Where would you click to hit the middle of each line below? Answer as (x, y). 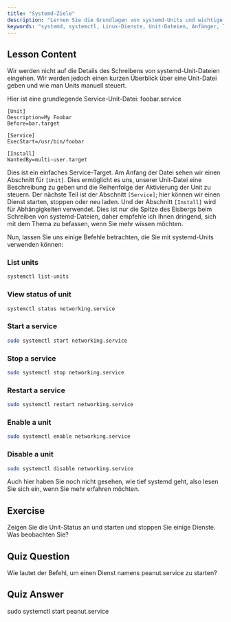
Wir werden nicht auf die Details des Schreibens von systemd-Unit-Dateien (113, 71)
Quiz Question (38, 556)
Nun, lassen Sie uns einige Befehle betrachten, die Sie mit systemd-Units (111, 237)
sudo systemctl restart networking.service (70, 405)
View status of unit (40, 294)
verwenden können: (35, 245)
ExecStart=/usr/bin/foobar (46, 142)
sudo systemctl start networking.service (67, 341)
